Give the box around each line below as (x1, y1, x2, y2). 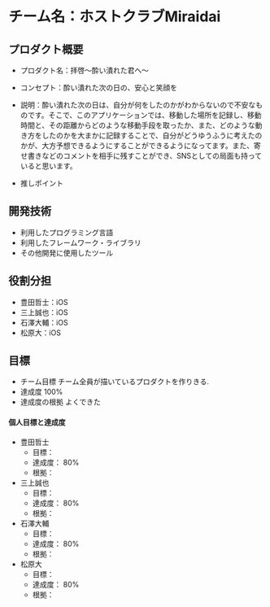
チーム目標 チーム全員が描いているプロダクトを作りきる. (20, 377, 210, 386)
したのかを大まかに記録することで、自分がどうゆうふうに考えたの (41, 131, 263, 140)
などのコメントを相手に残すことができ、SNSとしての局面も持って (41, 151, 263, 160)
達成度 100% (20, 387, 63, 397)
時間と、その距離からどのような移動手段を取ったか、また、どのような (20, 120, 255, 130)
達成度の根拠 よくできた (20, 397, 102, 407)
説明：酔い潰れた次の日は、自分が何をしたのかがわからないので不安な (20, 100, 256, 110)
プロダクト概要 (8, 42, 84, 56)
